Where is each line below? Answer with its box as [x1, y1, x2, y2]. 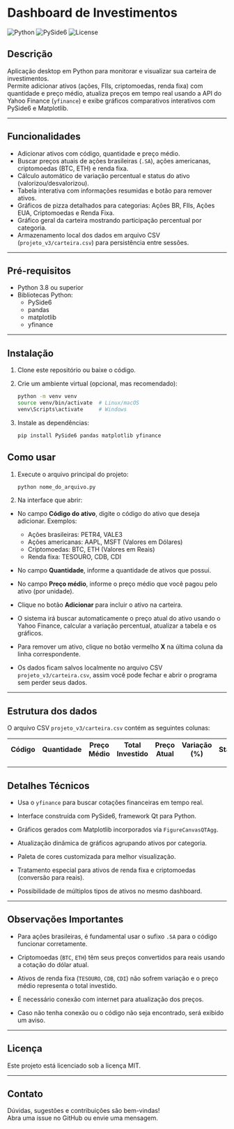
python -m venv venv [17, 393, 77, 400]
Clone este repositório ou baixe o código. [17, 366, 136, 374]
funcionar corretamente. [17, 939, 88, 947]
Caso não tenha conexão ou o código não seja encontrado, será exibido [17, 1008, 224, 1017]
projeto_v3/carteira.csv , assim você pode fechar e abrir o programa [17, 671, 217, 679]
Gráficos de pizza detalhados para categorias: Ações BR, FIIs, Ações [17, 201, 215, 209]
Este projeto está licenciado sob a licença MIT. [7, 1061, 141, 1070]
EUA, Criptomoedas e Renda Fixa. [17, 208, 115, 217]
